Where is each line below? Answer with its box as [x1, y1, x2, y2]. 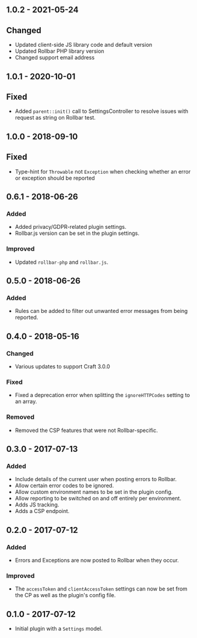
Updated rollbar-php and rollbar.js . [14, 258, 109, 266]
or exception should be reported [14, 174, 95, 181]
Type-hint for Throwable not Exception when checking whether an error [14, 168, 191, 175]
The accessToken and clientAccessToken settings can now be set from [14, 585, 188, 592]
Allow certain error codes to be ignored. [14, 482, 114, 489]
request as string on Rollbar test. [14, 114, 96, 121]
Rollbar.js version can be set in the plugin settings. [14, 229, 140, 237]
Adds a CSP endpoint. [14, 508, 70, 515]
